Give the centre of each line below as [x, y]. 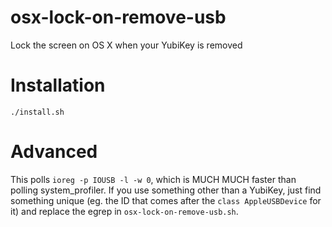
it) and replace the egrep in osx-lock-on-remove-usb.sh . [124, 211]
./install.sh [37, 112]
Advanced [54, 152]
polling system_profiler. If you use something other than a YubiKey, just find [166, 190]
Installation [58, 85]
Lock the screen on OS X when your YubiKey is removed [126, 45]
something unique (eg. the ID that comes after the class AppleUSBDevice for [166, 200]
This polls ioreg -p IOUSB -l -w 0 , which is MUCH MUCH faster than [153, 179]
